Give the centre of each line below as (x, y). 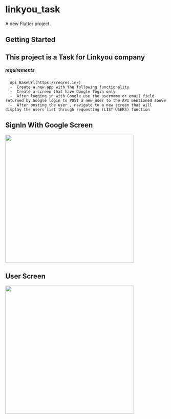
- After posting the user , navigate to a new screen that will (81, 105)
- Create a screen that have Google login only (63, 91)
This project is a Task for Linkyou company (75, 57)
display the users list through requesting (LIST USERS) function (78, 109)
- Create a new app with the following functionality (70, 87)
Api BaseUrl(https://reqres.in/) (46, 82)
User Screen (26, 276)
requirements (20, 70)
